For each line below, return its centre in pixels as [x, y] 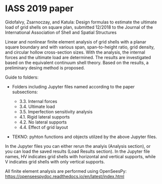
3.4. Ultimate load [37, 106]
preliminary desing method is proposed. [45, 68]
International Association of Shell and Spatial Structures [61, 32]
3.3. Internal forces [38, 101]
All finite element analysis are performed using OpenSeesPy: [66, 171]
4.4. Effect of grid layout [44, 127]
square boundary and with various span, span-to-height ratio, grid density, [80, 47]
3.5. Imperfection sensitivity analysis [56, 112]
